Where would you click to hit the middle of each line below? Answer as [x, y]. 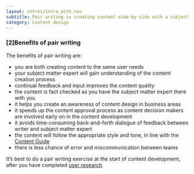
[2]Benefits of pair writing [43, 43]
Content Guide [32, 141]
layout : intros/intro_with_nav [44, 11]
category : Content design [37, 22]
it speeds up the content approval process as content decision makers [99, 110]
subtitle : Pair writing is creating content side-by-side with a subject [98, 17]
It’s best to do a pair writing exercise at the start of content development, [93, 159]
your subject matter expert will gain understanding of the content [93, 73]
